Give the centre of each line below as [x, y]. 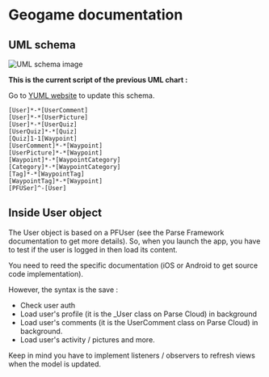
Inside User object [55, 213]
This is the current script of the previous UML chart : [98, 80]
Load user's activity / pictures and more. [87, 339]
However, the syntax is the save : [63, 290]
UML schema [42, 45]
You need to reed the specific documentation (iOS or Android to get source [133, 265]
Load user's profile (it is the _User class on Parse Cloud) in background [138, 314]
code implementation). [46, 273]
